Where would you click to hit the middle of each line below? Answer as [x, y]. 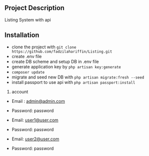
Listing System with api [28, 19]
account [20, 92]
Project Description [35, 8]
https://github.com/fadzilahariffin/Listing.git [62, 51]
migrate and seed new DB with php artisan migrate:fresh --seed [78, 77]
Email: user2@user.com [35, 139]
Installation [22, 35]
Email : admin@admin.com [38, 101]
